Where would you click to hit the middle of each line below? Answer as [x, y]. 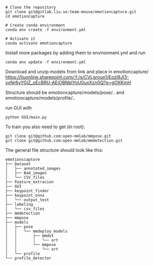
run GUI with [19, 108]
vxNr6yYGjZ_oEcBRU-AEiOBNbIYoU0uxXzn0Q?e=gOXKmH [68, 83]
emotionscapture [23, 159]
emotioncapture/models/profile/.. [40, 98]
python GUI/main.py [26, 117]
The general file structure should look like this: [54, 150]
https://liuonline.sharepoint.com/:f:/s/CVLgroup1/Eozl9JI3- [67, 77]
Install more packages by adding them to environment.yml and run [75, 53]
